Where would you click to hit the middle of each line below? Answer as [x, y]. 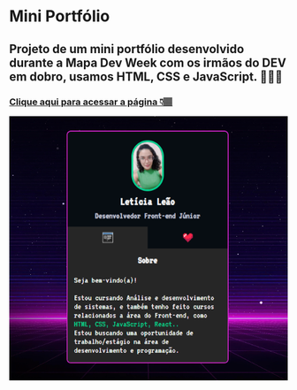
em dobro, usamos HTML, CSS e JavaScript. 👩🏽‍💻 [146, 76]
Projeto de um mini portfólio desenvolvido [127, 49]
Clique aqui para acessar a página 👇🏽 [91, 102]
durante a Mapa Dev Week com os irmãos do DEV [148, 62]
